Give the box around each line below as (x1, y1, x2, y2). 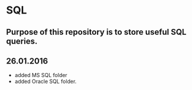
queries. (6, 36, 38, 46)
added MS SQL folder (14, 72, 68, 79)
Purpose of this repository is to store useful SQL (6, 27, 187, 37)
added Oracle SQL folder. (14, 78, 77, 85)
